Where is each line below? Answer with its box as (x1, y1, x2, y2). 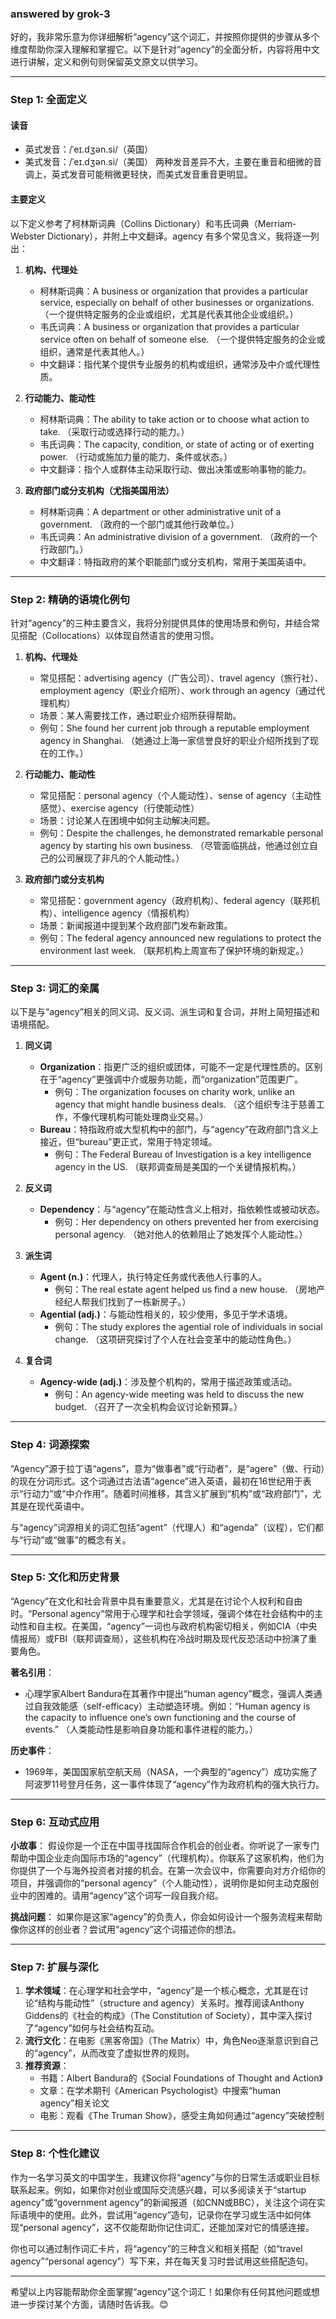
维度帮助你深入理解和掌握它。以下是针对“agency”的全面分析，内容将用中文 (10, 43, 320, 56)
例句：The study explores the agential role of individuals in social (54, 1321, 323, 1333)
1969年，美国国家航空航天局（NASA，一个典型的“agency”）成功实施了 (24, 1765, 318, 1777)
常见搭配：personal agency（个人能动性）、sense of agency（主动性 (39, 789, 322, 801)
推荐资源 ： (24, 2060, 70, 2072)
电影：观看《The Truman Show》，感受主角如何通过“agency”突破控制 (39, 2110, 325, 2122)
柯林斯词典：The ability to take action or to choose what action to (39, 413, 310, 425)
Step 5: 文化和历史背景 (10, 1570, 120, 1584)
